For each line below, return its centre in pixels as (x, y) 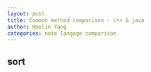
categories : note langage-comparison (62, 33)
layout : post (26, 14)
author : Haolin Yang (37, 27)
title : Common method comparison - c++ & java (76, 20)
